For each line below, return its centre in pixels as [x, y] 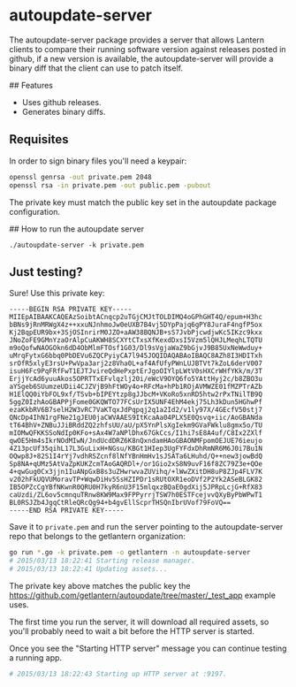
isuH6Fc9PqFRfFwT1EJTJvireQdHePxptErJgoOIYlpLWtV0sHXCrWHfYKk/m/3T [136, 371]
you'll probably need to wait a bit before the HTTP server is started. [132, 631]
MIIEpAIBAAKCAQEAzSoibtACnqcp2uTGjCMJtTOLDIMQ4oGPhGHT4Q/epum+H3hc [136, 317]
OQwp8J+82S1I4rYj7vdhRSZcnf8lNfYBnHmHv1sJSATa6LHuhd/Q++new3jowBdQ [136, 456]
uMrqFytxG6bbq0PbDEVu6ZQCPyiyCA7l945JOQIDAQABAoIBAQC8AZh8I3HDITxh [136, 356]
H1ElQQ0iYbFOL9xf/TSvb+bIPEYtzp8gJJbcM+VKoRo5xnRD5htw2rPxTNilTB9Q [136, 394]
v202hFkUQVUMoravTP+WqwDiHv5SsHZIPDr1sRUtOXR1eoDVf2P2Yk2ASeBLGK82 [136, 480]
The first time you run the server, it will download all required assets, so [139, 622]
